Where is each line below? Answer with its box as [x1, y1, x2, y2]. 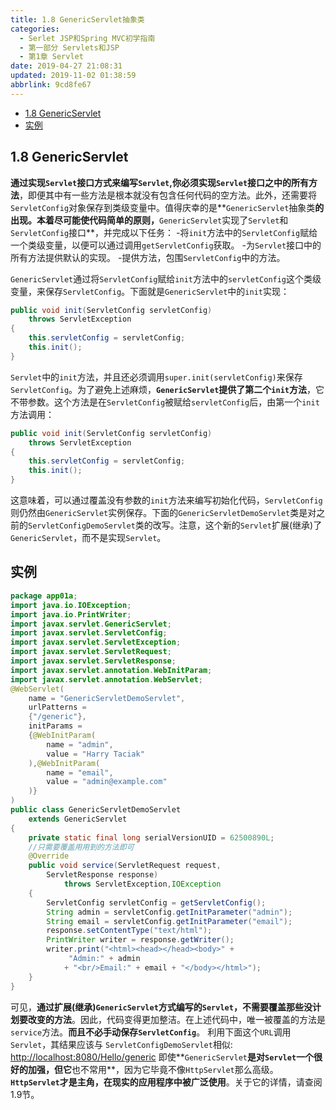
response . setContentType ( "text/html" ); [46, 926, 213, 936]
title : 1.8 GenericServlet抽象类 [10, 14, 145, 25]
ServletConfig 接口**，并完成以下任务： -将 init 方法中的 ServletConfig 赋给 [10, 226, 318, 238]
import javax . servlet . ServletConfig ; [10, 628, 168, 638]
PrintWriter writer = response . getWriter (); [46, 935, 235, 945]
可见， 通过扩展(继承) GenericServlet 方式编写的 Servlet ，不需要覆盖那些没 [10, 1001, 313, 1013]
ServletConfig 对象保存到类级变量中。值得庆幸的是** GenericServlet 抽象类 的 [10, 201, 325, 213]
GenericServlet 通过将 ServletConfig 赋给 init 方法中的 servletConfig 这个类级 [10, 272, 322, 285]
